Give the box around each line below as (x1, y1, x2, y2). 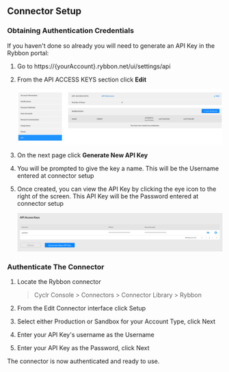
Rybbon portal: (7, 49, 49, 57)
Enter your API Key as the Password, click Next (16, 344, 150, 352)
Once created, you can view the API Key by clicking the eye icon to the (16, 185, 217, 194)
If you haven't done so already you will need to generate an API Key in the (7, 41, 215, 50)
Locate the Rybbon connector (16, 278, 101, 286)
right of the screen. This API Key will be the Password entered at (16, 192, 199, 200)
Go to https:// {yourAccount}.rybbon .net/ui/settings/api (16, 62, 171, 70)
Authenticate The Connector (7, 263, 105, 272)
